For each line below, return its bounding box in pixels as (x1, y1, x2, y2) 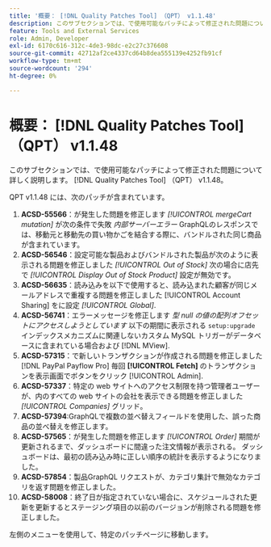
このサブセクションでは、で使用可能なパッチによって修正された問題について (9, 165, 263, 175)
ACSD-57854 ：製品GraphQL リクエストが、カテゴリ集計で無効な (20, 472, 240, 482)
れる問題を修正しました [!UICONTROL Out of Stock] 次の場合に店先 (35, 259, 259, 269)
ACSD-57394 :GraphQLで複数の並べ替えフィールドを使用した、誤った (20, 411, 254, 421)
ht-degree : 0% (9, 72, 57, 80)
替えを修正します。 (48, 421, 113, 431)
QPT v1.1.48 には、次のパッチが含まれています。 (9, 191, 169, 202)
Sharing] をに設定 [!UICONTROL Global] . (20, 300, 156, 309)
